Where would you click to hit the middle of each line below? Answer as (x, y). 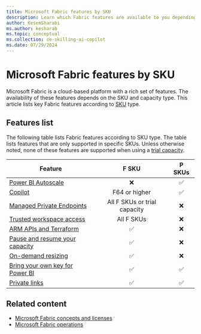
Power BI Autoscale (37, 182)
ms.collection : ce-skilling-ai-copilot (56, 40)
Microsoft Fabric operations (49, 324)
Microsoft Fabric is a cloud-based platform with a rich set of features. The (97, 91)
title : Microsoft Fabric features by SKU (59, 12)
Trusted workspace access (47, 219)
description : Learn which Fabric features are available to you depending (101, 17)
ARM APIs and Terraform (44, 229)
